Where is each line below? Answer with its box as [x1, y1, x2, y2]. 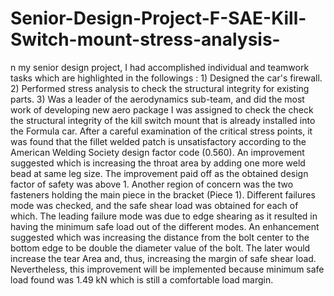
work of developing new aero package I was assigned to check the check [10, 103, 314, 116]
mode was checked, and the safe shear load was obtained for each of [10, 199, 299, 211]
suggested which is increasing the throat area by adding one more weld [10, 157, 306, 169]
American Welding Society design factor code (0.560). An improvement [10, 146, 305, 158]
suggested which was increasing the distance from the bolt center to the [10, 231, 310, 243]
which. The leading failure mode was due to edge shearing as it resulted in [10, 210, 318, 222]
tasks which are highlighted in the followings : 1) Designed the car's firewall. [10, 72, 323, 84]
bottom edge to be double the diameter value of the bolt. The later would [10, 242, 311, 254]
